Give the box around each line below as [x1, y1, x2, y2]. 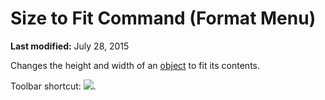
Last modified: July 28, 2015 [10, 40, 130, 52]
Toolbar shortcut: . [10, 80, 97, 92]
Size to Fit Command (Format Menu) [10, 7, 317, 30]
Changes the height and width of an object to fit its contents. [10, 59, 261, 71]
